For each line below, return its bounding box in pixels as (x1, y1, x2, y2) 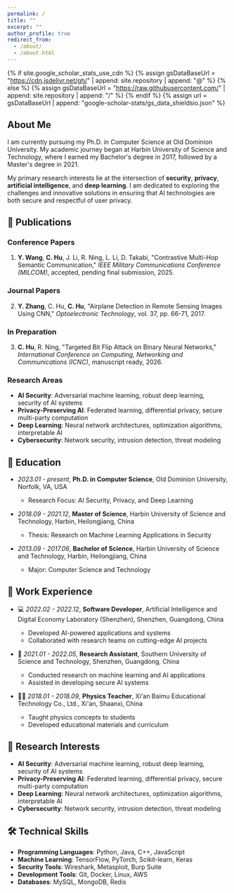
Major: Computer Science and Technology (27, 566, 151, 574)
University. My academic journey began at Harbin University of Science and (7, 145, 227, 153)
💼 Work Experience (7, 586, 93, 598)
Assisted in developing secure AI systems (27, 678, 149, 686)
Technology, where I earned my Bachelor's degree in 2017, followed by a (7, 152, 218, 161)
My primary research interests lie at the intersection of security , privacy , (7, 174, 219, 182)
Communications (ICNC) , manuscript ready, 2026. (17, 358, 163, 366)
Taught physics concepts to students (27, 712, 136, 721)
